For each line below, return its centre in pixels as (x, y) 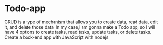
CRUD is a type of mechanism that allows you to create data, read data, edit (81, 22)
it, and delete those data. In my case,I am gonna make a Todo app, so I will (80, 27)
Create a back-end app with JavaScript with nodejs (56, 37)
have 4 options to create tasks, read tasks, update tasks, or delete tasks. (78, 32)
